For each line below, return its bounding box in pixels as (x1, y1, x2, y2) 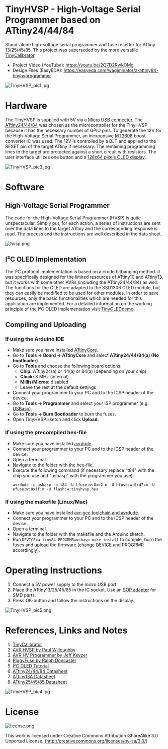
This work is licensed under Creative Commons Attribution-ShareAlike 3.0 (5, 732, 158, 738)
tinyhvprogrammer (12, 72, 51, 78)
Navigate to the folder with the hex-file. (12, 462, 94, 468)
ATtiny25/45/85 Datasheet (12, 679, 67, 685)
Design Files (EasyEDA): (12, 67, 63, 73)
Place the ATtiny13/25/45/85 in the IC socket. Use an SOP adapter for (12, 587, 156, 593)
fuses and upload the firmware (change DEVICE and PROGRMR (12, 542, 144, 548)
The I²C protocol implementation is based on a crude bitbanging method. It (5, 268, 160, 275)
